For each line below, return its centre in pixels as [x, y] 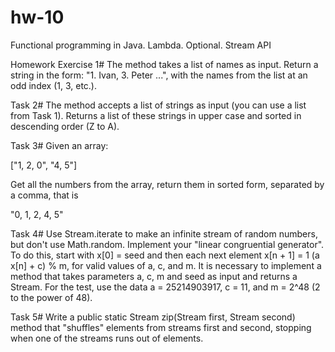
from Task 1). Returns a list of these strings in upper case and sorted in [156, 115]
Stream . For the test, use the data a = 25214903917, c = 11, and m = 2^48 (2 [165, 287]
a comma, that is [44, 195]
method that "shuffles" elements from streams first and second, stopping [161, 327]
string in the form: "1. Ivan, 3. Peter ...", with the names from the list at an [159, 75]
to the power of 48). [51, 297]
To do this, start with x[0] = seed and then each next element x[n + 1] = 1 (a [165, 255]
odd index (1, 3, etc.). [53, 85]
